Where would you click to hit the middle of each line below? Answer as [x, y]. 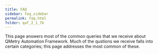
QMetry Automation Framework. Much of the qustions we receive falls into [79, 42]
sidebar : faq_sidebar [27, 14]
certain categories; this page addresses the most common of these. [72, 46]
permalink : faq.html [26, 18]
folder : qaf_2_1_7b [25, 23]
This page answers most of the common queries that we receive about [75, 36]
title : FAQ [16, 9]
